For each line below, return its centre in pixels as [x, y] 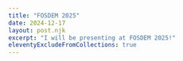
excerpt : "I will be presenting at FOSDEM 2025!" [92, 38]
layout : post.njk [37, 30]
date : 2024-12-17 [37, 23]
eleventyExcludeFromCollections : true [72, 45]
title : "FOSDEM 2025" [44, 15]
